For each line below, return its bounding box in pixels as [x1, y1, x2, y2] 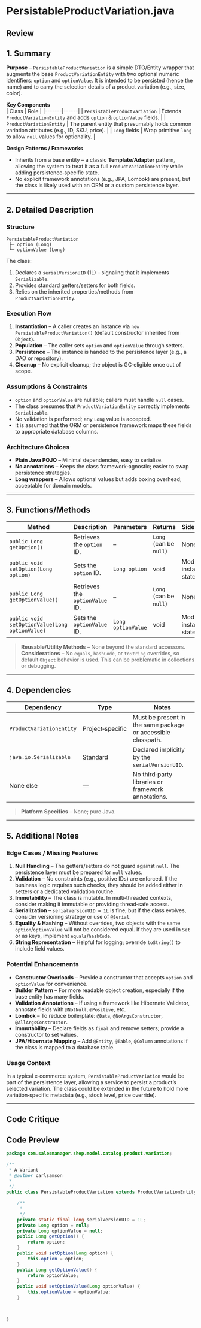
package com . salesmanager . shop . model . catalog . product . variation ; [6, 1151, 172, 1157]
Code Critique [6, 1114, 60, 1124]
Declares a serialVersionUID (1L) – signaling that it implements [14, 269, 169, 276]
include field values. [14, 945, 65, 952]
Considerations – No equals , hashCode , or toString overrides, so [20, 649, 179, 657]
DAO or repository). [14, 355, 63, 362]
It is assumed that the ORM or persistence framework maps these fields [14, 421, 192, 429]
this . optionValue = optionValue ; [28, 1289, 111, 1295]
